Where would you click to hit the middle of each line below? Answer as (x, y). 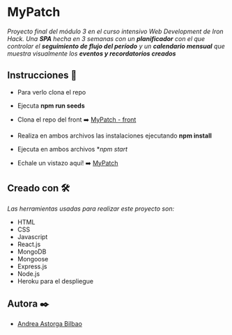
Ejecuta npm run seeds (51, 106)
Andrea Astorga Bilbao (49, 324)
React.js (29, 244)
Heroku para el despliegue (55, 281)
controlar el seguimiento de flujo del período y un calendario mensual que (116, 46)
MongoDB (32, 252)
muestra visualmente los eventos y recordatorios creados (92, 54)
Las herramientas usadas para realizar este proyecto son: (91, 209)
